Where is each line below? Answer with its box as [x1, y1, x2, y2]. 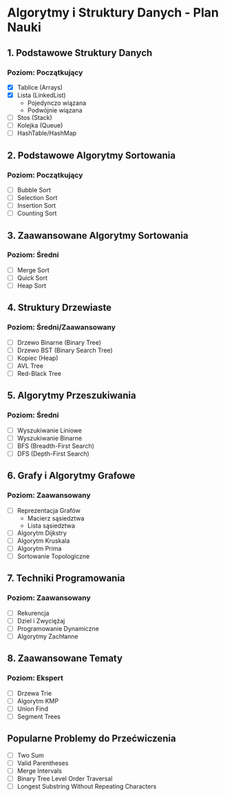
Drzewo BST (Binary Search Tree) [17, 346, 114, 354]
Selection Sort [17, 193, 58, 201]
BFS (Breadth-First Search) [17, 441, 95, 450]
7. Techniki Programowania [7, 572, 125, 584]
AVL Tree [17, 361, 43, 370]
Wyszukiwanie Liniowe [17, 426, 83, 434]
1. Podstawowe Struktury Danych [7, 47, 153, 59]
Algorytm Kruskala [17, 536, 70, 545]
